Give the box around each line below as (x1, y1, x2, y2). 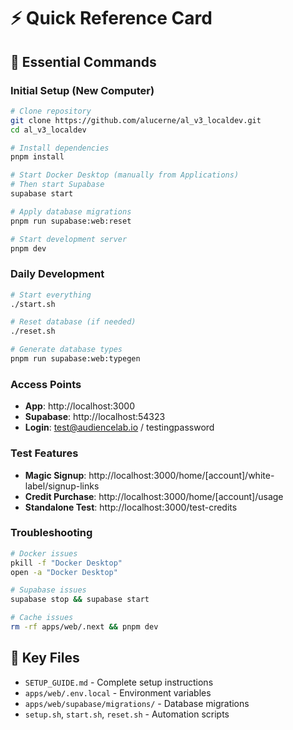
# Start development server (10, 234, 128, 244)
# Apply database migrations (10, 206, 132, 217)
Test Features (10, 446, 79, 460)
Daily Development (10, 267, 105, 281)
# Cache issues (10, 613, 74, 623)
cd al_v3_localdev (10, 125, 87, 135)
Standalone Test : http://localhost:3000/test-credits (24, 501, 238, 513)
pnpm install (10, 152, 65, 162)
